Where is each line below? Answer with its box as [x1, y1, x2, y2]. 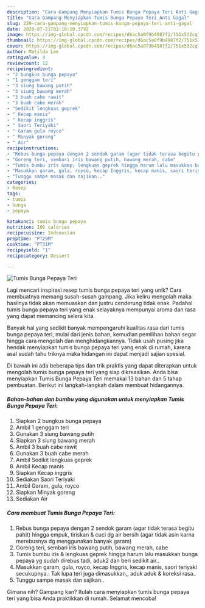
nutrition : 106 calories [7, 224, 70, 231]
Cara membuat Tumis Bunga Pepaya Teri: [7, 509, 115, 516]
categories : [7, 179, 37, 186]
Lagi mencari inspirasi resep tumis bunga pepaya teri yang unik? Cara [7, 286, 182, 294]
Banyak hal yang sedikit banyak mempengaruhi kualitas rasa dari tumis [7, 324, 185, 331]
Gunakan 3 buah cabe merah [15, 450, 89, 457]
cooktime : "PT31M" [7, 241, 54, 247]
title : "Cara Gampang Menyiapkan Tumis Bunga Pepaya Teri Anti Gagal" [7, 15, 190, 21]
